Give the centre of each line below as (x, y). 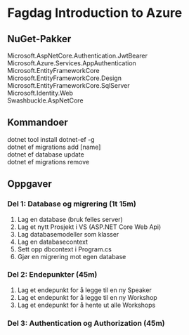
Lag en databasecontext (52, 242)
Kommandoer (38, 123)
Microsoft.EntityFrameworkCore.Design (64, 78)
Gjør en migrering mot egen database (72, 256)
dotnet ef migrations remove (48, 162)
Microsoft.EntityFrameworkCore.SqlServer (69, 85)
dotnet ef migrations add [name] (54, 147)
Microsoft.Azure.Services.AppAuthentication (72, 63)
